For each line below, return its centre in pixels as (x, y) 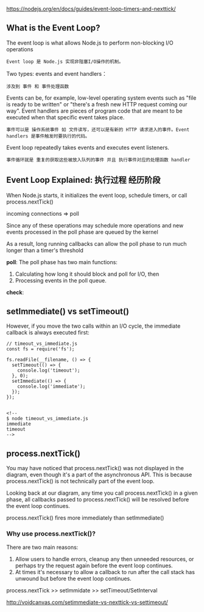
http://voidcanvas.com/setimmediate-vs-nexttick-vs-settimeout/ (87, 602)
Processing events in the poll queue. (61, 280)
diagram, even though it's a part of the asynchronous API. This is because (99, 475)
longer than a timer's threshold (45, 250)
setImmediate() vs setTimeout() (68, 312)
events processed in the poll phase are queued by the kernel (82, 232)
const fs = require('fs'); (40, 349)
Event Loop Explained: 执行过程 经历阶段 (83, 180)
